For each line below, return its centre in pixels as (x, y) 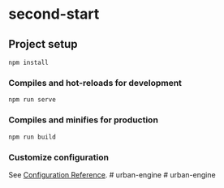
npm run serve (32, 100)
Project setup (43, 44)
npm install (28, 62)
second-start (54, 14)
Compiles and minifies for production (83, 120)
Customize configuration (59, 157)
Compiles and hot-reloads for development (95, 83)
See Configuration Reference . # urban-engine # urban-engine (112, 174)
